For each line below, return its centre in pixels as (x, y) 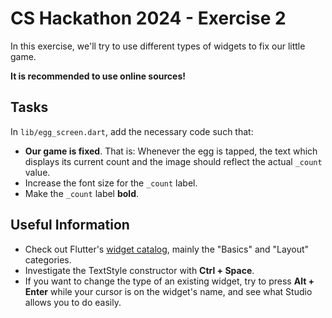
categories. (48, 259)
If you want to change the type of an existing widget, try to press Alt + (169, 281)
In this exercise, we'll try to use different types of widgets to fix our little (158, 46)
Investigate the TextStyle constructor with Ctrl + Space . (139, 270)
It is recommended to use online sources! (98, 76)
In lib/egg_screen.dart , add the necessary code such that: (132, 131)
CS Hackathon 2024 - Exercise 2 (148, 18)
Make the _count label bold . (82, 193)
